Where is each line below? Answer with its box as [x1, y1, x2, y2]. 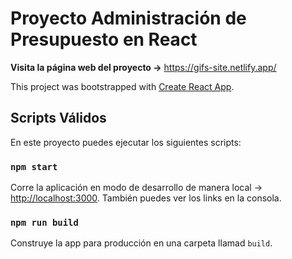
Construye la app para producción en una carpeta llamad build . [10, 237, 273, 249]
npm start [10, 161, 58, 172]
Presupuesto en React [10, 28, 198, 51]
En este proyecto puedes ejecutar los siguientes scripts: [10, 136, 242, 148]
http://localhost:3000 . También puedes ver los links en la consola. [10, 192, 282, 204]
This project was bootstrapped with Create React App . [10, 80, 235, 92]
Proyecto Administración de [10, 7, 247, 30]
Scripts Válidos [10, 110, 107, 127]
